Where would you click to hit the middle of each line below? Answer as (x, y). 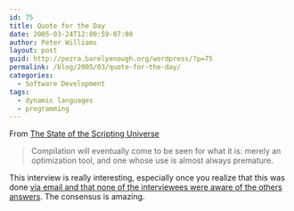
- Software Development (61, 84)
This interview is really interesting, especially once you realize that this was (147, 178)
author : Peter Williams (53, 42)
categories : (31, 76)
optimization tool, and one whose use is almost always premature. (152, 160)
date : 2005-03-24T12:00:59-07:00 (71, 34)
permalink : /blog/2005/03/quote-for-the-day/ (95, 68)
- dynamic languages (55, 100)
